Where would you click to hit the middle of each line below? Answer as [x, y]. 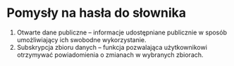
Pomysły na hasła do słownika [97, 13]
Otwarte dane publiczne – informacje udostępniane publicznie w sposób [122, 32]
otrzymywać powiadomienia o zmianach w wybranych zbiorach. [110, 55]
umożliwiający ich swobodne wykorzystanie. [81, 39]
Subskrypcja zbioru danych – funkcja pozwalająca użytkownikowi [112, 47]
